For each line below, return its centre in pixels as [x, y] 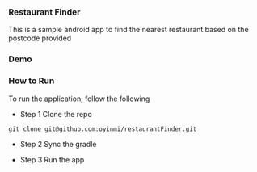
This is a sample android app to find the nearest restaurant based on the [128, 30]
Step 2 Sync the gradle [58, 144]
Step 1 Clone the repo [56, 114]
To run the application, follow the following [79, 99]
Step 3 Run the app [52, 159]
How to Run [32, 81]
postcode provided [40, 38]
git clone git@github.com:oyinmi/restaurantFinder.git [103, 129]
